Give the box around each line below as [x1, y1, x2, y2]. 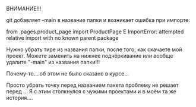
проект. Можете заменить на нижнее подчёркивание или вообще [6, 52, 173, 59]
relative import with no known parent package [6, 34, 119, 41]
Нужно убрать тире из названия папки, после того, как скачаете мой [6, 46, 182, 53]
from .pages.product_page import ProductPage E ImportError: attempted [6, 28, 184, 35]
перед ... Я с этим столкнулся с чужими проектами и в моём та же [6, 88, 176, 95]
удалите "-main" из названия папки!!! [6, 59, 100, 65]
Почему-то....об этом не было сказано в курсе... [6, 70, 129, 77]
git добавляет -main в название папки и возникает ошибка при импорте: [6, 17, 190, 23]
